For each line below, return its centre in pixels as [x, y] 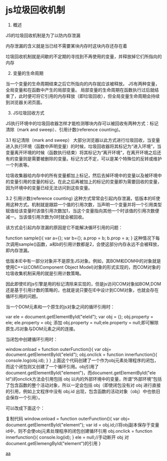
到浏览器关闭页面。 [25, 102]
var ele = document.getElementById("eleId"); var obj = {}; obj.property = [80, 317]
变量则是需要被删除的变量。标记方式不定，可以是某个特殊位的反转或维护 [88, 159]
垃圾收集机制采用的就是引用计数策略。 [45, 273]
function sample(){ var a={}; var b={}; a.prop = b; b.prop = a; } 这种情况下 [81, 238]
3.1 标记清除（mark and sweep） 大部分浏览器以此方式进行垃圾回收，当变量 [83, 140]
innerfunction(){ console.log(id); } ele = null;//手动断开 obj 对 [67, 437]
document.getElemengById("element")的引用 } [53, 443]
